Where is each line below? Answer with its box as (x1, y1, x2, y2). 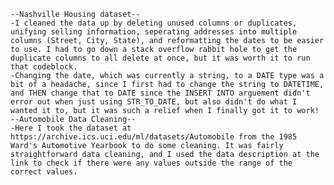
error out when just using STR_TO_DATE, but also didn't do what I (10, 97, 298, 107)
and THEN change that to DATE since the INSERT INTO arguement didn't (10, 88, 311, 98)
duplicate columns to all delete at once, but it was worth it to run (10, 53, 311, 63)
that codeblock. (10, 62, 78, 72)
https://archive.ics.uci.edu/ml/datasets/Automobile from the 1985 (10, 132, 298, 142)
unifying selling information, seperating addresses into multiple (10, 27, 298, 37)
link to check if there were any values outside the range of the (10, 158, 293, 168)
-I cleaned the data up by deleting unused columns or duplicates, (10, 18, 298, 28)
